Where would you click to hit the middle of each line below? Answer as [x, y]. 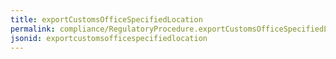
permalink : [33, 29]
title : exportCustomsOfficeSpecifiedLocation [106, 19]
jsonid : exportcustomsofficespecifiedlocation [109, 38]
